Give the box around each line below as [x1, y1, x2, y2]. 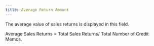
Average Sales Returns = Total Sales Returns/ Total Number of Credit [5, 30, 149, 36]
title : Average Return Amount [5, 7, 69, 12]
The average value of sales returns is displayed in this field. [5, 21, 129, 27]
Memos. [5, 36, 22, 42]
